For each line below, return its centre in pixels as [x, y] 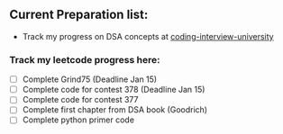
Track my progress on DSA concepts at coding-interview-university [148, 36]
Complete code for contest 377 [80, 100]
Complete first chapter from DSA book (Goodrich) [115, 110]
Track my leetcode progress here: [85, 59]
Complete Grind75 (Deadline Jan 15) [90, 79]
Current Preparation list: [79, 15]
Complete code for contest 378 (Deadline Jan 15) [114, 90]
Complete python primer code [78, 120]
